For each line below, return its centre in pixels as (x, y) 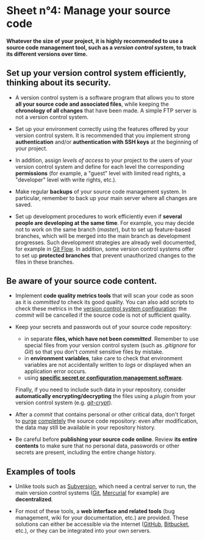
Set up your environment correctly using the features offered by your (102, 128)
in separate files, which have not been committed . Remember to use (111, 339)
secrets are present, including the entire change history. (85, 453)
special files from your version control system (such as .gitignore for (110, 346)
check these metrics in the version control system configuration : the (101, 309)
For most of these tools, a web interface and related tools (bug (95, 511)
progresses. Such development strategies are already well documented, (106, 242)
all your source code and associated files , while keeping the (92, 104)
